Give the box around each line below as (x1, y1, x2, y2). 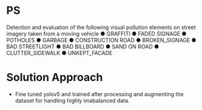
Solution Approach (6, 71, 103, 85)
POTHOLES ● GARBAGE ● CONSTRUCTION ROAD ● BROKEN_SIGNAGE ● (6, 36, 197, 44)
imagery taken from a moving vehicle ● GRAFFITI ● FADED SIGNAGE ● (6, 30, 187, 37)
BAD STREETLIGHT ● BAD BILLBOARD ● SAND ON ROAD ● (6, 43, 160, 50)
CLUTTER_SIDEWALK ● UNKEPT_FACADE (6, 49, 113, 56)
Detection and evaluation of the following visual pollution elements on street (6, 24, 196, 31)
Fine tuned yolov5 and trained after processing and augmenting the (15, 90, 184, 97)
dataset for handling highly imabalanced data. (15, 97, 130, 104)
